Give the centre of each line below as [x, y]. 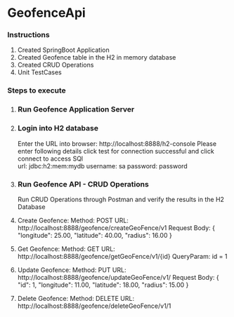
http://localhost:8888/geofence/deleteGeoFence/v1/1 [94, 306]
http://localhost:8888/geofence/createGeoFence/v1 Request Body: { [116, 228]
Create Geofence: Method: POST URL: [73, 220]
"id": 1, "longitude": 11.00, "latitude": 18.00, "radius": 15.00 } [103, 285]
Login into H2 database [58, 128]
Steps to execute [37, 90]
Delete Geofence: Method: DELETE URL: [76, 298]
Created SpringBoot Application [64, 50]
